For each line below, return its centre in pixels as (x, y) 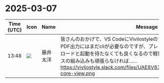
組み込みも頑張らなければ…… (104, 61)
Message (147, 27)
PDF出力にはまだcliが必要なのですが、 (104, 46)
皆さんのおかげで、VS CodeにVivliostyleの (109, 39)
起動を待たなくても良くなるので (116, 53)
